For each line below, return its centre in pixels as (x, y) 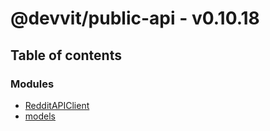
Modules (32, 84)
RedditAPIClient (57, 105)
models (40, 116)
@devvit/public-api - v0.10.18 (135, 18)
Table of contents (66, 55)
